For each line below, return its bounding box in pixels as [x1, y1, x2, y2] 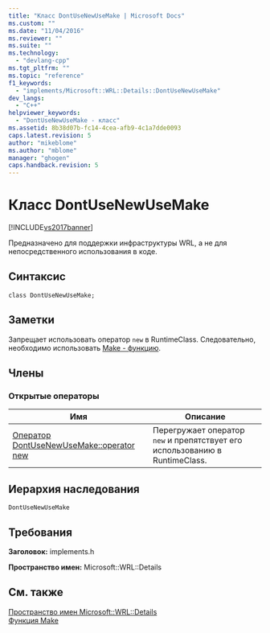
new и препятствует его [152, 435, 243, 446]
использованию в [152, 445, 223, 456]
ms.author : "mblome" [8, 146, 78, 154]
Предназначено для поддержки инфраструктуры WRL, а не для [8, 238, 227, 248]
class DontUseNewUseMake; [8, 291, 95, 299]
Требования [8, 525, 72, 539]
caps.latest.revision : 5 [8, 131, 92, 139]
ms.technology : [8, 49, 59, 57]
